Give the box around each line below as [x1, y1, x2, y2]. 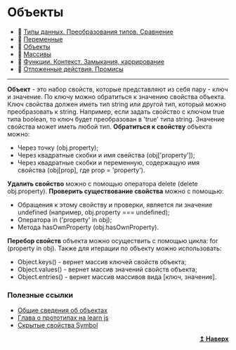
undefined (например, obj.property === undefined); [17, 208, 170, 216]
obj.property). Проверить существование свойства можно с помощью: [7, 187, 224, 195]
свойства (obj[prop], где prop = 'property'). [17, 166, 145, 174]
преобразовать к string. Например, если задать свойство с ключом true [7, 107, 225, 116]
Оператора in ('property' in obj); [17, 215, 112, 223]
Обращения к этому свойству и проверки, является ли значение [17, 200, 213, 209]
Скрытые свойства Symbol [17, 321, 98, 330]
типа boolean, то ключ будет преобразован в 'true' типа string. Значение [7, 115, 225, 123]
